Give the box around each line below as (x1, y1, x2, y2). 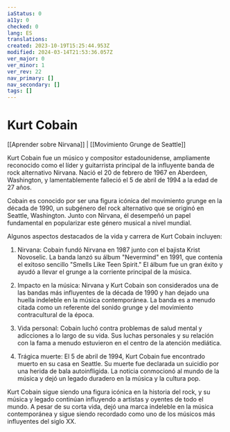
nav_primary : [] (7, 74, 54, 82)
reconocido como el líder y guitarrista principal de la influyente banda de (7, 161, 215, 170)
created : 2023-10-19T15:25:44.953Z (7, 42, 110, 49)
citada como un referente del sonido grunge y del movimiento (17, 303, 194, 312)
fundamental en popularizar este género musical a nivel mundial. (7, 219, 192, 227)
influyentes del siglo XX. (7, 417, 76, 426)
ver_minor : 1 (7, 62, 45, 69)
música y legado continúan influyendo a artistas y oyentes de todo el (7, 395, 204, 404)
